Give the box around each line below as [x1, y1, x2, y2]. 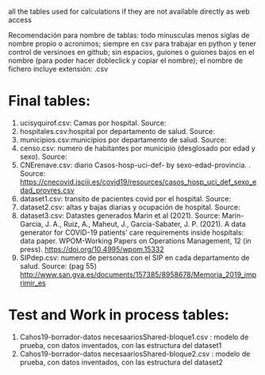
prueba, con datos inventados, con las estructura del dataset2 [19, 357, 224, 367]
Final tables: [8, 92, 91, 110]
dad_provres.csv [19, 186, 75, 195]
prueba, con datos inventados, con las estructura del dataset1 [19, 340, 222, 350]
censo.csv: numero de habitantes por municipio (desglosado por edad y [19, 143, 255, 153]
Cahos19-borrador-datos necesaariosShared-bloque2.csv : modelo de [19, 349, 251, 358]
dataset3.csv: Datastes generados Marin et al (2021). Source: [19, 210, 221, 220]
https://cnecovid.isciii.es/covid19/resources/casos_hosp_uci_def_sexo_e [19, 177, 257, 186]
